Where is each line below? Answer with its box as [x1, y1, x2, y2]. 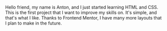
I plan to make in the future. [5, 20, 62, 26]
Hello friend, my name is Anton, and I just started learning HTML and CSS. [5, 4, 158, 10]
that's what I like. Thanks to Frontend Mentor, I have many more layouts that [5, 15, 162, 20]
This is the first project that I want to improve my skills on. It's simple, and [5, 9, 157, 15]
